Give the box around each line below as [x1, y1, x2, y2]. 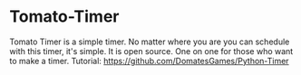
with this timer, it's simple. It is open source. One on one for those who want [9, 45, 294, 56]
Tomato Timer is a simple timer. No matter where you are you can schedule [9, 36, 290, 47]
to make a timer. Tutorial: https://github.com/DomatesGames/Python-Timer [9, 55, 289, 66]
